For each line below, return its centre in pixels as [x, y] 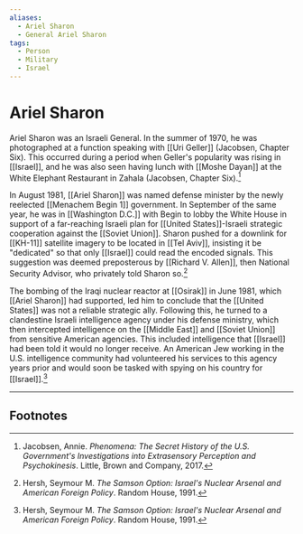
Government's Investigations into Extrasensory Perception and [139, 455]
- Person [34, 52]
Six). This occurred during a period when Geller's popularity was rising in [145, 157]
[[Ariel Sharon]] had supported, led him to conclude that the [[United [137, 301]
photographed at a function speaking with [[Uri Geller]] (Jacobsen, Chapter [150, 147]
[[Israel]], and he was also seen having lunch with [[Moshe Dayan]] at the [146, 166]
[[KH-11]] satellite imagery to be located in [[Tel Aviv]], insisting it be [135, 243]
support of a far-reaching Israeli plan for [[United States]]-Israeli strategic [146, 224]
